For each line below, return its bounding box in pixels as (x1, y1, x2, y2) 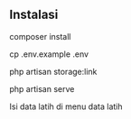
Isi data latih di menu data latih (9, 101, 123, 112)
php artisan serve (9, 83, 75, 94)
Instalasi (9, 7, 59, 23)
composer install (9, 31, 71, 41)
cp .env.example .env (9, 49, 89, 59)
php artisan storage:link (9, 66, 98, 77)
